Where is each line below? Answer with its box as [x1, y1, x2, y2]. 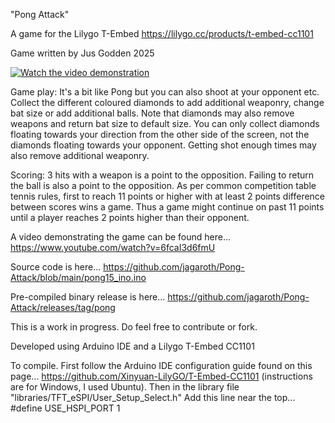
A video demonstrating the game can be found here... [10, 231, 232, 243]
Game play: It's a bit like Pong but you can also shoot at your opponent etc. [10, 86, 320, 98]
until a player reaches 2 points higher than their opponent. [10, 212, 250, 223]
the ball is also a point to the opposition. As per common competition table [10, 180, 317, 191]
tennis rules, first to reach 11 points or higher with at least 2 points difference [10, 190, 326, 202]
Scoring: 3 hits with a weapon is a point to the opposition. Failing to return [10, 169, 315, 181]
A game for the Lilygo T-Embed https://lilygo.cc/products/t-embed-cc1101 [10, 28, 314, 39]
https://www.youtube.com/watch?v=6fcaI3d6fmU [10, 242, 216, 253]
